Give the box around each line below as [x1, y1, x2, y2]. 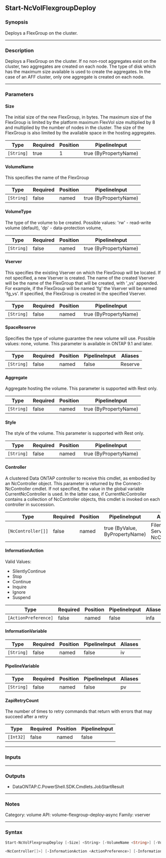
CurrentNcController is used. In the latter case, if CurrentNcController [5, 491, 147, 497]
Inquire [12, 584, 27, 590]
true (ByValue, [104, 525, 137, 531]
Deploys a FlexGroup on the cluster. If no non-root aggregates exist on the [5, 58, 157, 64]
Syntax [5, 829, 23, 836]
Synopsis [5, 19, 28, 26]
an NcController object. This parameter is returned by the [5, 480, 122, 486]
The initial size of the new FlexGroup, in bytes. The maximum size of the [5, 114, 152, 120]
